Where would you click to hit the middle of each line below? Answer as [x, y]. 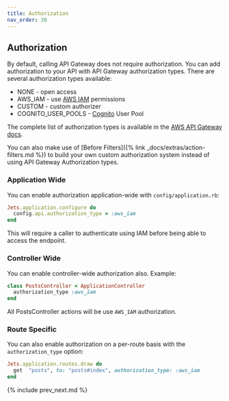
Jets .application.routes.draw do [55, 364]
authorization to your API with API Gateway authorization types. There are [111, 71]
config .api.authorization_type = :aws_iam [75, 214]
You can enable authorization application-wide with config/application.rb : [113, 195]
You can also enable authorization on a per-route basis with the [96, 344]
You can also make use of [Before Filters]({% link [76, 147]
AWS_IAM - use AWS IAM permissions [71, 99]
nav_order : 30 [27, 20]
